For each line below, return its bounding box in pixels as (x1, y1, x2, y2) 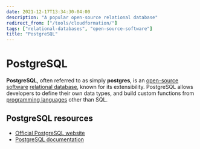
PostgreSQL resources (6, 114, 94, 124)
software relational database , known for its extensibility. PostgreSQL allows (6, 84, 193, 91)
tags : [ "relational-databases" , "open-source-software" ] (6, 25, 153, 32)
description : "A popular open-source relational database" (6, 14, 158, 20)
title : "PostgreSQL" (6, 31, 59, 37)
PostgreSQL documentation (15, 136, 85, 143)
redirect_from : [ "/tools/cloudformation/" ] (6, 20, 118, 26)
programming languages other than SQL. (6, 96, 108, 103)
